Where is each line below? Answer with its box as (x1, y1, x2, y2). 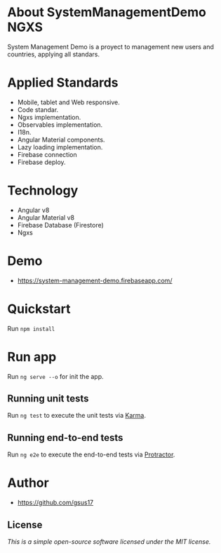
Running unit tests (7, 392, 89, 405)
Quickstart (7, 301, 72, 317)
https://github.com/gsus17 (17, 498, 94, 507)
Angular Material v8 (17, 213, 75, 222)
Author (7, 475, 49, 491)
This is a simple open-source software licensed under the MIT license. (7, 538, 211, 546)
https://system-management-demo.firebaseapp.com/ (17, 276, 173, 285)
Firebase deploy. (17, 158, 66, 166)
